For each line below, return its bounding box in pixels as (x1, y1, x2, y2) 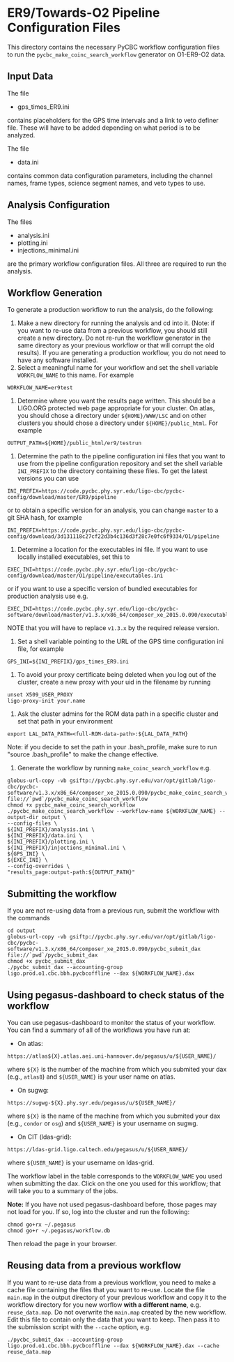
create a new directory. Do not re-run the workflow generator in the (17, 334, 211, 343)
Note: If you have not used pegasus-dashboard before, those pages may (7, 1200, 217, 1208)
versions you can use (17, 474, 79, 483)
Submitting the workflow (7, 888, 117, 899)
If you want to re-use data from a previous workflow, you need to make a (7, 1278, 217, 1287)
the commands (7, 914, 50, 922)
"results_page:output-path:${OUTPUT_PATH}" (7, 869, 136, 876)
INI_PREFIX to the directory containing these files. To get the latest (17, 467, 208, 475)
